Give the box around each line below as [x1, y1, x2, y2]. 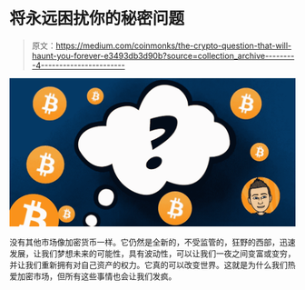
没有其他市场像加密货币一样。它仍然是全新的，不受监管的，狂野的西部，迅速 [9, 237, 296, 248]
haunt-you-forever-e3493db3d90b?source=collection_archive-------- [31, 50, 295, 61]
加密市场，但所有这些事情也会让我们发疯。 [16, 271, 177, 282]
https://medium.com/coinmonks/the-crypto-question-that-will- [55, 40, 292, 51]
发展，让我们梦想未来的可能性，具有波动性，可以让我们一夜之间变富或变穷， [9, 248, 296, 259]
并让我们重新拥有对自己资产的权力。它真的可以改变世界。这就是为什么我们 [9, 260, 288, 271]
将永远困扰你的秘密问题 [9, 8, 185, 29]
